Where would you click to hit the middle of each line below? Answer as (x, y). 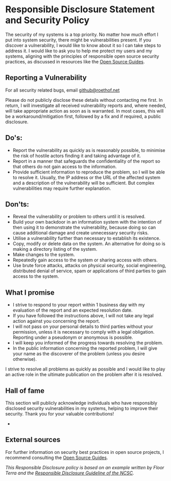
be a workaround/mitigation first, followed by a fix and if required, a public (83, 116)
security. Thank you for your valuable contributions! (60, 414)
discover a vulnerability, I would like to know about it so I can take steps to (83, 45)
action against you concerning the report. (56, 321)
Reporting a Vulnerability (46, 78)
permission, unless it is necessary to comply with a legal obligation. (83, 332)
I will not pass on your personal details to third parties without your (83, 326)
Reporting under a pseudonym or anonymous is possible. (73, 337)
